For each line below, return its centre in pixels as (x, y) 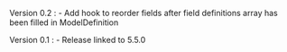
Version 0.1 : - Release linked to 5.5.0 (78, 40)
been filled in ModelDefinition (64, 22)
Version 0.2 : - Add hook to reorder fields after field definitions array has (143, 13)
